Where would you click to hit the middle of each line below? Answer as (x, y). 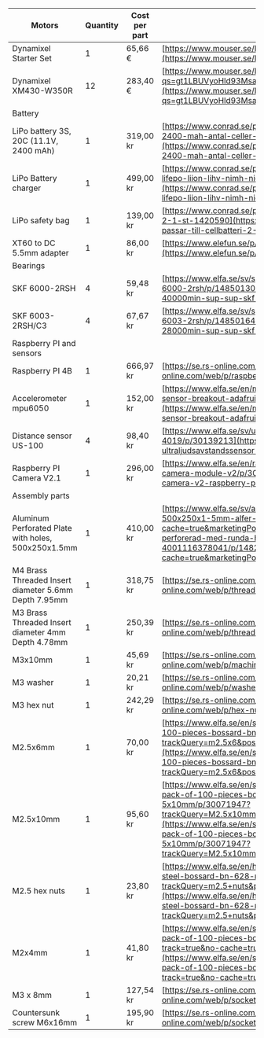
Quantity (102, 25)
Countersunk (36, 1012)
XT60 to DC (34, 243)
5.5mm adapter (40, 253)
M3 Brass (30, 613)
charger (27, 188)
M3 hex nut (33, 705)
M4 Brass (30, 571)
